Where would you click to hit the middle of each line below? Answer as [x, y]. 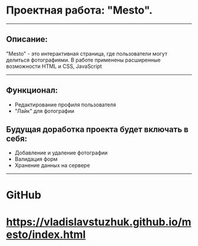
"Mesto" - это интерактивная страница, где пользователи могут [87, 53]
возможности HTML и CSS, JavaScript [54, 66]
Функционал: [32, 90]
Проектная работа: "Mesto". [80, 10]
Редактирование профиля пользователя [65, 105]
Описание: [27, 39]
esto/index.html [46, 234]
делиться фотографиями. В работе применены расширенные [83, 60]
